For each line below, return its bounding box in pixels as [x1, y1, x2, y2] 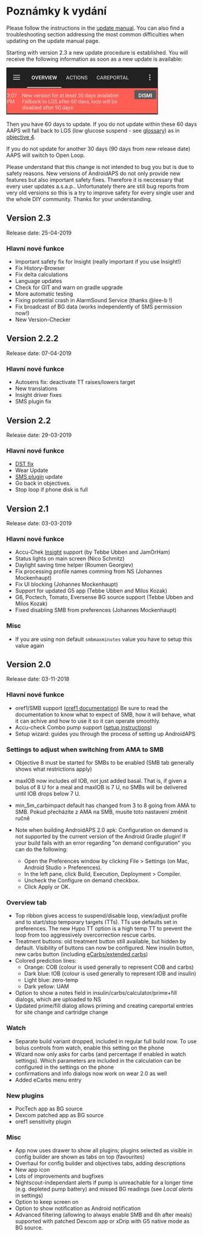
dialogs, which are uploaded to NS [15, 995, 101, 1003]
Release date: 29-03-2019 [6, 431, 72, 439]
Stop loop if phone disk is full [15, 486, 88, 493]
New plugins [6, 1091, 44, 1100]
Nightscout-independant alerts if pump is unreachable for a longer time [15, 1179, 193, 1186]
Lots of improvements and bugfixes [15, 1172, 104, 1180]
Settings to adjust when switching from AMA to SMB [6, 745, 164, 754]
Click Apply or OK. [24, 883, 71, 891]
